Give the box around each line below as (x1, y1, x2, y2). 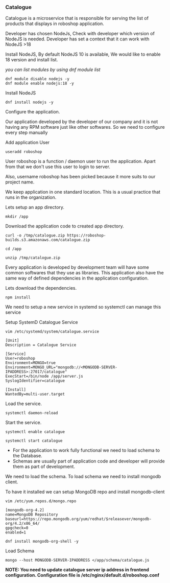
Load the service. (5, 401, 42, 407)
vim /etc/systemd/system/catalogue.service (5, 329, 100, 334)
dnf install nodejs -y (5, 100, 54, 105)
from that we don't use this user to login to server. (5, 164, 111, 170)
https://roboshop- (67, 233, 106, 238)
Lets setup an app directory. (5, 204, 65, 211)
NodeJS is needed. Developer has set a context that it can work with (5, 36, 150, 42)
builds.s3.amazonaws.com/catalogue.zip (5, 238, 90, 243)
